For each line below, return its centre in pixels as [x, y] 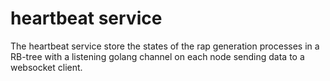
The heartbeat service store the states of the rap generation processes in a [165, 46]
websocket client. [46, 67]
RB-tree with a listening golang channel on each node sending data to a [157, 56]
